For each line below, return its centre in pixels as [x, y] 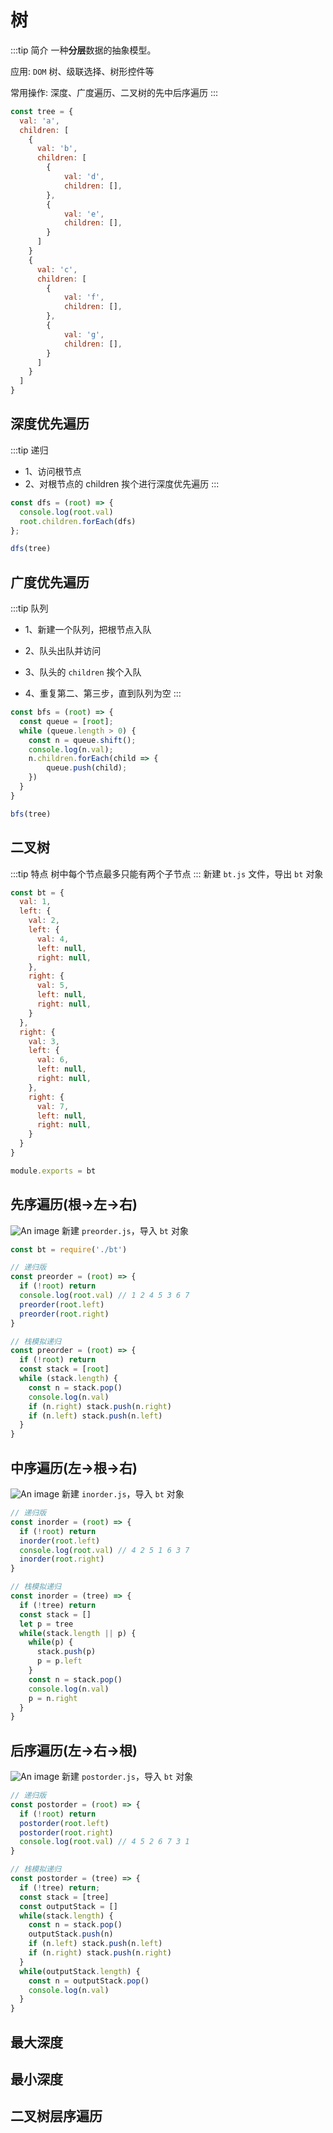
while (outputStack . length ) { [80, 1971]
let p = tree [46, 1624]
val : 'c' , [57, 269]
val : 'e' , [84, 214]
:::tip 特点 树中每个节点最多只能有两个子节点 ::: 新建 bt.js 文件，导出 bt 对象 [167, 873]
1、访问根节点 [53, 471]
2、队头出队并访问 [63, 651]
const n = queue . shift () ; [82, 740]
